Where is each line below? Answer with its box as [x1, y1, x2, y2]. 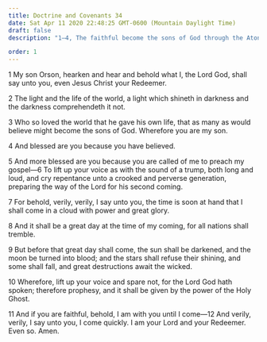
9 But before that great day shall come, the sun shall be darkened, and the [8, 245, 252, 255]
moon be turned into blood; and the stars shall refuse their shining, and [8, 253, 241, 263]
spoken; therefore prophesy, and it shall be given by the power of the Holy [8, 286, 252, 295]
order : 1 [8, 48, 37, 56]
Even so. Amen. [8, 326, 60, 336]
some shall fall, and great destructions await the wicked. [8, 262, 193, 271]
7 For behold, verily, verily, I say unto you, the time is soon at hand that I [8, 198, 243, 207]
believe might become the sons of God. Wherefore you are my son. [8, 126, 228, 136]
